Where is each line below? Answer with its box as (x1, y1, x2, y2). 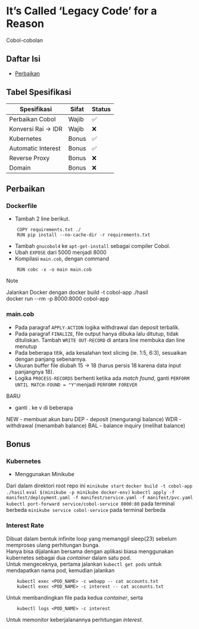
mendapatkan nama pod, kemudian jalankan (6, 566, 115, 574)
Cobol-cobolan (6, 36, 43, 44)
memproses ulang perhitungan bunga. (6, 541, 100, 548)
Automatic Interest (9, 144, 61, 152)
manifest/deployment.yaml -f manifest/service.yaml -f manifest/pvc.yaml (6, 495, 194, 501)
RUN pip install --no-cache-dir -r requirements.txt (17, 232, 151, 238)
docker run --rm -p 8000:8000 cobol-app (6, 295, 109, 302)
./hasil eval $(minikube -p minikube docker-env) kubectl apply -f (6, 490, 175, 496)
